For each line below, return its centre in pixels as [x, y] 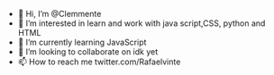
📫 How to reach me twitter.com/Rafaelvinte [99, 62]
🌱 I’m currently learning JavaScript [82, 42]
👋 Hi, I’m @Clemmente [59, 14]
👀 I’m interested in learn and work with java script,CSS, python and [142, 23]
